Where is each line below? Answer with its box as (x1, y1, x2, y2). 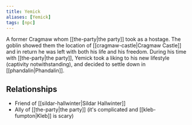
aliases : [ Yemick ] (6, 14, 51, 20)
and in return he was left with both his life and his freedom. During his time (6, 48, 187, 55)
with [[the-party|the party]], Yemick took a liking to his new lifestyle (6, 54, 170, 62)
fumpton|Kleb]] (14, 113, 52, 120)
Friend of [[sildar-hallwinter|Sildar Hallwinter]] (14, 100, 126, 107)
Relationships (6, 84, 58, 94)
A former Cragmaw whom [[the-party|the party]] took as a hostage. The (6, 36, 181, 43)
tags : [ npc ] (6, 19, 35, 25)
